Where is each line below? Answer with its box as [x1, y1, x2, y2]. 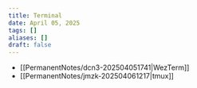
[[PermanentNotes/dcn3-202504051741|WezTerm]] [19, 63, 190, 72]
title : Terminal [8, 11, 62, 20]
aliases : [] [8, 33, 48, 42]
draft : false [8, 41, 52, 49]
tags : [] [8, 26, 37, 34]
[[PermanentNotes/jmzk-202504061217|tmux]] [19, 71, 174, 81]
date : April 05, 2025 [8, 19, 81, 27]
